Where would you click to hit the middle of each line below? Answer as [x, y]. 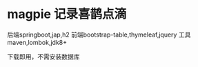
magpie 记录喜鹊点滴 [67, 14]
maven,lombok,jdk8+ [37, 42]
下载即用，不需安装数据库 [43, 57]
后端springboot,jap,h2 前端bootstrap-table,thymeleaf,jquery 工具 [99, 35]
